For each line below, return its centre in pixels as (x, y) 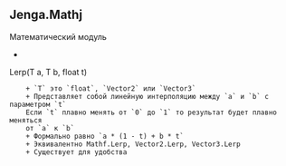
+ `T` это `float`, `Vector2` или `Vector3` (111, 88)
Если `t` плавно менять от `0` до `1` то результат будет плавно (152, 112)
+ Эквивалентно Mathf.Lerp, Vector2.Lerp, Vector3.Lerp (133, 144)
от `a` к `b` (50, 128)
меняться (26, 120)
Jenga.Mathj (46, 15)
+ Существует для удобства (76, 152)
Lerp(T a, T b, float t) (48, 72)
